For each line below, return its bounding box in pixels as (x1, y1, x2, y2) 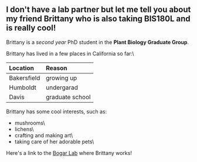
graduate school (46, 93, 91, 101)
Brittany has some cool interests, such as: (6, 108, 107, 115)
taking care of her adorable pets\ (14, 138, 94, 145)
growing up (46, 73, 77, 82)
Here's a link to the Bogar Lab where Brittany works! (6, 149, 132, 156)
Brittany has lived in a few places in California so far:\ (6, 50, 134, 57)
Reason (46, 64, 67, 72)
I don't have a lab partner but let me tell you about (6, 5, 191, 15)
